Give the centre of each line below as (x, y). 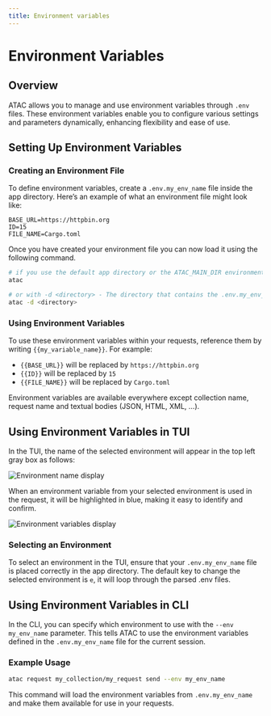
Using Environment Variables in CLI (99, 605)
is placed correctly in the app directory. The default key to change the (124, 571)
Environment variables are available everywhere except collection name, (129, 398)
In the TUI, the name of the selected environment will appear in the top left (132, 451)
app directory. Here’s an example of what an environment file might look (128, 197)
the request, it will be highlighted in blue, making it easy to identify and (126, 499)
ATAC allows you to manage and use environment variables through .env (129, 105)
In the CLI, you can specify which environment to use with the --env (121, 625)
